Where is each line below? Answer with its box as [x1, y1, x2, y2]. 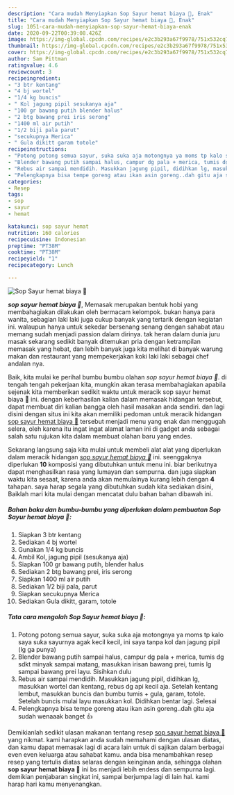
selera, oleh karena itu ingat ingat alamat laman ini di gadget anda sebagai [8, 425, 220, 433]
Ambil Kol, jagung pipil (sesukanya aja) [17, 552, 129, 561]
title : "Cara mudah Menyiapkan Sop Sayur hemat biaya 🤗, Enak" [8, 17, 195, 24]
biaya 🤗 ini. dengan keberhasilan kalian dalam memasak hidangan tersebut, [8, 395, 223, 403]
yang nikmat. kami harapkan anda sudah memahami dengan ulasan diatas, [8, 735, 222, 744]
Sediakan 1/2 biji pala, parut [17, 582, 97, 591]
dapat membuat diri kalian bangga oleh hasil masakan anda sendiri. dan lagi [8, 402, 225, 411]
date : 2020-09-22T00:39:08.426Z [8, 29, 101, 37]
